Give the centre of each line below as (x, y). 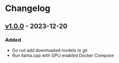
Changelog (28, 8)
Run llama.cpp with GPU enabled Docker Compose (63, 55)
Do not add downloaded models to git (50, 50)
